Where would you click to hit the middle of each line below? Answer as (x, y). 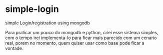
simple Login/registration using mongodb (47, 23)
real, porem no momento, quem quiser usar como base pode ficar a (75, 43)
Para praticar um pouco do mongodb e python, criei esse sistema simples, (82, 32)
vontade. (14, 48)
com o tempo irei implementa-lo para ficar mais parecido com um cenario (81, 38)
